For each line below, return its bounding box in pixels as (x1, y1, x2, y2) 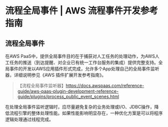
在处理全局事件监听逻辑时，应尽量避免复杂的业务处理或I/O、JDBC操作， (5, 104, 154, 109)
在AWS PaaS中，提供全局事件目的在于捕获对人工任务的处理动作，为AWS (5, 53, 155, 59)
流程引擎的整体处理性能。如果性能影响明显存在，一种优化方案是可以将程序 (9, 110, 163, 116)
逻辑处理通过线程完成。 (5, 116, 53, 122)
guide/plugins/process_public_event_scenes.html (17, 93, 119, 99)
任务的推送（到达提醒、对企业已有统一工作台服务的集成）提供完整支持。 (9, 59, 158, 65)
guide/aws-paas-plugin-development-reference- (17, 88, 119, 94)
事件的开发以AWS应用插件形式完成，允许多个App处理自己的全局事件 (9, 66, 151, 71)
